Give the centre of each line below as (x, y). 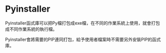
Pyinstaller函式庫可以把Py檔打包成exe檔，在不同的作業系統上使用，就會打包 (83, 23)
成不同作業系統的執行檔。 (31, 29)
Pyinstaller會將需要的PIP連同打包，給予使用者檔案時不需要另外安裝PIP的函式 (83, 39)
